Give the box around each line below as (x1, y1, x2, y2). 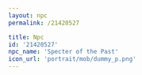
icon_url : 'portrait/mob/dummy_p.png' (8, 55, 136, 63)
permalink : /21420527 (8, 19, 80, 27)
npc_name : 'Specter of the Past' (8, 48, 119, 56)
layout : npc (8, 11, 48, 20)
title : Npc (8, 33, 44, 41)
